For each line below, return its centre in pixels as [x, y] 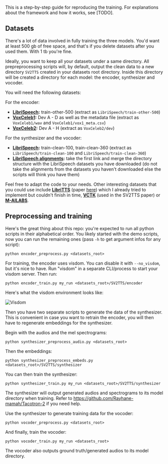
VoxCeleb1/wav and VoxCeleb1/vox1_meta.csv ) [59, 123]
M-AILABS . [17, 200]
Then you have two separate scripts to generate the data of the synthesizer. [84, 312]
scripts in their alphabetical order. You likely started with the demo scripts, [82, 234]
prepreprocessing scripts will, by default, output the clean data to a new [80, 66]
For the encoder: [23, 102]
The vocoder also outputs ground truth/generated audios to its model [77, 450]
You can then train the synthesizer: [41, 374]
